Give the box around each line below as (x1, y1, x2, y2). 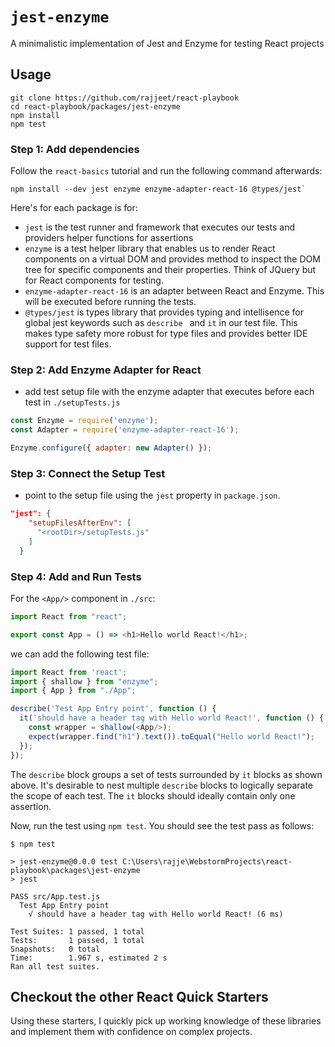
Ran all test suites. (10, 961, 101, 972)
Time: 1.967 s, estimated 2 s (10, 953, 168, 963)
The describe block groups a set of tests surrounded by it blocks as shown (10, 768, 323, 780)
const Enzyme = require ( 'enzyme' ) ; (10, 416, 159, 426)
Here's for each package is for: (10, 202, 138, 214)
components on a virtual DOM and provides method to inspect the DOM (24, 253, 321, 265)
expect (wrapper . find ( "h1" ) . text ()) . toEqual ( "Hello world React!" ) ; (28, 731, 315, 742)
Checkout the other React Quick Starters (10, 988, 269, 1005)
